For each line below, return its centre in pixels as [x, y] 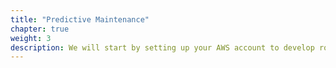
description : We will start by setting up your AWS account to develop [162, 47]
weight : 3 [31, 38]
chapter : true [40, 29]
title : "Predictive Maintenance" [80, 19]
